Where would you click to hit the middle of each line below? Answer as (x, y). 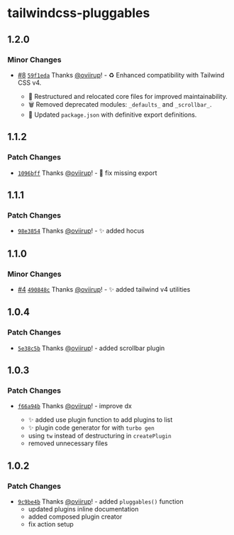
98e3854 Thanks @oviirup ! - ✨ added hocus (81, 231)
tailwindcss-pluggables (79, 13)
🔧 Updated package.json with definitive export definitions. (112, 115)
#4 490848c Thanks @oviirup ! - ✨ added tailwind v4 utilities (104, 289)
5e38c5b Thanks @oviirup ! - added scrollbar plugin (91, 348)
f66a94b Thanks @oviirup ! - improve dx (75, 406)
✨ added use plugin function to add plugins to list (100, 420)
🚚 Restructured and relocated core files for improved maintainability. (128, 96)
